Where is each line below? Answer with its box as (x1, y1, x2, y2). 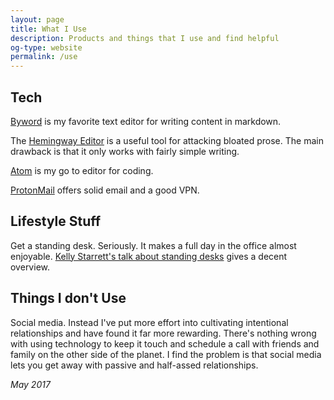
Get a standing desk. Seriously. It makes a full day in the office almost (10, 239, 297, 251)
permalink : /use (10, 52, 78, 62)
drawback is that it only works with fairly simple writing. (10, 145, 240, 157)
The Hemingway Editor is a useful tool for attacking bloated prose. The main (10, 134, 324, 146)
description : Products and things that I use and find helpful (10, 33, 280, 43)
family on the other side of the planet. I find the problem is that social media (10, 348, 322, 360)
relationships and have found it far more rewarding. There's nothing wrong (10, 327, 317, 339)
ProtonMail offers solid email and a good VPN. (10, 184, 200, 196)
